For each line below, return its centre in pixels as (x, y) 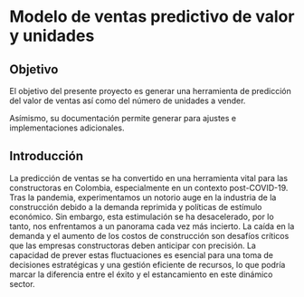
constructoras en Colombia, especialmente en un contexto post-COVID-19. (149, 187)
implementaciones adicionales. (67, 128)
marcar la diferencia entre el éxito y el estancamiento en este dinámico (141, 274)
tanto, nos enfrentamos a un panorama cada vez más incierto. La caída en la (152, 226)
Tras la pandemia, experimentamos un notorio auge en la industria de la (143, 197)
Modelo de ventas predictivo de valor (152, 17)
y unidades (52, 36)
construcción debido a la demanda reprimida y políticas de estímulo (136, 206)
